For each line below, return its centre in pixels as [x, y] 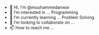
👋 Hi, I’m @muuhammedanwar [39, 7]
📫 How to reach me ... [32, 28]
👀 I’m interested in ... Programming [44, 12]
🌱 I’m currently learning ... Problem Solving [52, 17]
